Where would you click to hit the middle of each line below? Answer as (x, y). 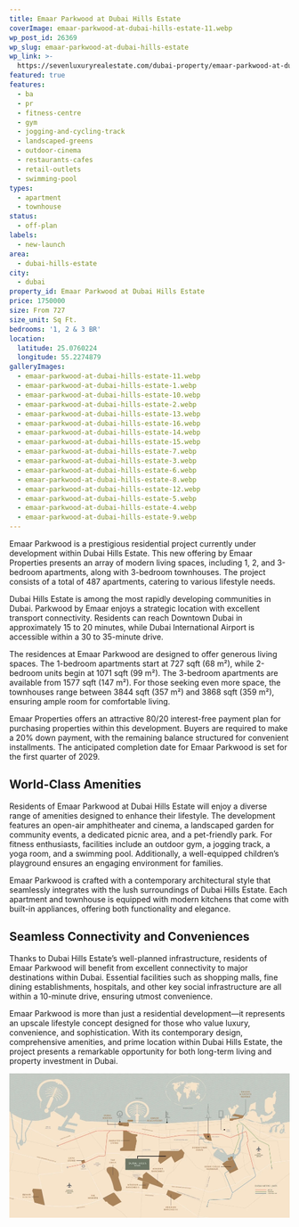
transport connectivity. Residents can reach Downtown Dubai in (126, 618)
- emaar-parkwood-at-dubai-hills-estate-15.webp (109, 442)
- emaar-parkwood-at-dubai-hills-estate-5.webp (107, 498)
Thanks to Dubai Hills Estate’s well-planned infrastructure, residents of (138, 958)
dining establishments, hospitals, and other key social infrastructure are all (145, 986)
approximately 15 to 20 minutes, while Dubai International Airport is (132, 627)
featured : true (37, 76)
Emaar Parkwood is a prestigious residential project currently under (133, 544)
